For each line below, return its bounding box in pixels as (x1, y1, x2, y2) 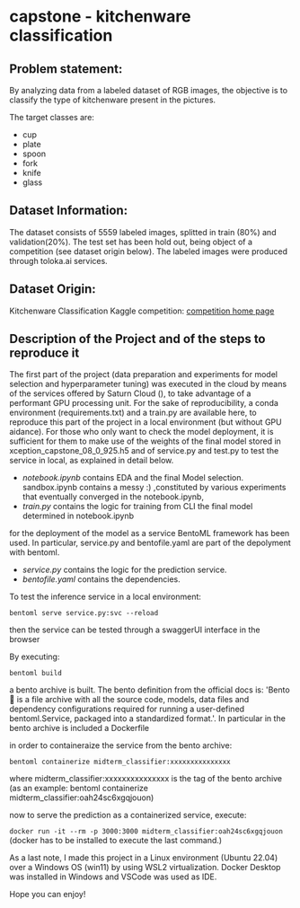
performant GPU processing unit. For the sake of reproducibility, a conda (9, 398, 278, 409)
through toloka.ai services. (9, 255, 108, 266)
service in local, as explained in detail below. (9, 455, 174, 466)
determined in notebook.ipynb (22, 510, 135, 522)
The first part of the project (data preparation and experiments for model (9, 369, 278, 380)
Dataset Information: (9, 203, 128, 218)
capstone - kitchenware (9, 6, 191, 27)
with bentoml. (9, 547, 60, 558)
